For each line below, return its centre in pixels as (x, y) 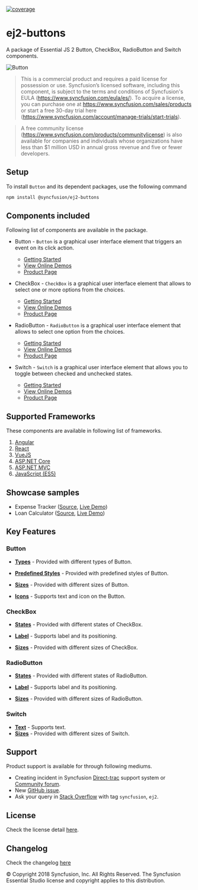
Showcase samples (43, 492)
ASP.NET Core (32, 461)
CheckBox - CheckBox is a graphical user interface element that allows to (103, 284)
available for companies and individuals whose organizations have (101, 141)
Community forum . (38, 784)
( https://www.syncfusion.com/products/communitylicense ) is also (101, 134)
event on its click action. (44, 248)
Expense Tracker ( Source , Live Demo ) (61, 507)
